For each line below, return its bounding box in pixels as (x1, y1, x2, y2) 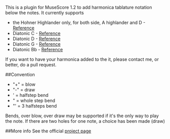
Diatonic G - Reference (12, 41, 61, 47)
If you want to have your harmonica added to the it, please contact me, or (5, 56, 159, 62)
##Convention (5, 72, 36, 78)
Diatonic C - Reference (12, 30, 61, 36)
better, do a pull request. (5, 62, 57, 67)
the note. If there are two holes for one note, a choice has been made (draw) (5, 118, 165, 124)
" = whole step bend (12, 97, 56, 103)
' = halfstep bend (12, 92, 49, 98)
